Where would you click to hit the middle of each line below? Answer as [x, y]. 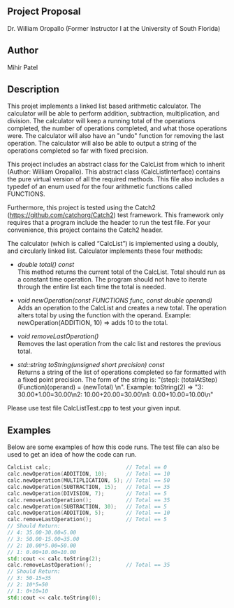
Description [33, 89]
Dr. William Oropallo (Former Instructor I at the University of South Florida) [114, 28]
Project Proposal [44, 12]
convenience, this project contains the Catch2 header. [85, 230]
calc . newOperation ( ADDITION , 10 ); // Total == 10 [89, 474]
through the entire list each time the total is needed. [92, 287]
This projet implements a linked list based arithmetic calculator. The [104, 106]
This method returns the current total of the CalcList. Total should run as [121, 272]
